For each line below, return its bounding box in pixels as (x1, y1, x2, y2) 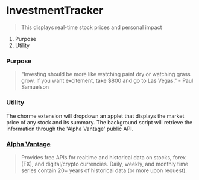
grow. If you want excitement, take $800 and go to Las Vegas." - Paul (21, 77, 194, 85)
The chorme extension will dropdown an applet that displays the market (6, 112, 185, 120)
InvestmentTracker (6, 4, 104, 18)
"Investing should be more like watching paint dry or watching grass (21, 71, 191, 78)
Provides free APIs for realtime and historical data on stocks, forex (21, 153, 186, 161)
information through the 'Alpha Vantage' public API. (6, 125, 134, 132)
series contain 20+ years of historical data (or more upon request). (21, 167, 187, 174)
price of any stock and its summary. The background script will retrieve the (6, 118, 193, 126)
